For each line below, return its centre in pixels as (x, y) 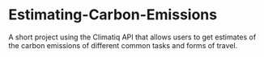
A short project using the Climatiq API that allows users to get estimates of (132, 37)
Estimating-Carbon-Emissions (113, 15)
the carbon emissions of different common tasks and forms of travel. (123, 45)
